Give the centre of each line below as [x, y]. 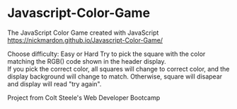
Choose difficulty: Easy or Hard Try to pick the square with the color [106, 54]
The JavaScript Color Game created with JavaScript [83, 33]
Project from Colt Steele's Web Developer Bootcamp [84, 98]
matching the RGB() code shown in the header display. [87, 61]
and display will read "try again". [54, 84]
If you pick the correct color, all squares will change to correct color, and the [118, 69]
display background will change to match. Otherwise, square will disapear [115, 76]
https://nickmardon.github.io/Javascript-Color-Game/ [85, 40]
